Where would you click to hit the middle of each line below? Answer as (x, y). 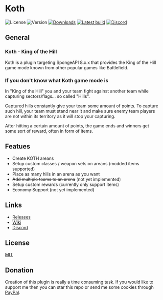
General (18, 38)
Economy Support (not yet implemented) (53, 189)
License (17, 243)
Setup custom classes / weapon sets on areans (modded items (76, 163)
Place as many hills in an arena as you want (56, 174)
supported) (23, 169)
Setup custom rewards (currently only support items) (66, 184)
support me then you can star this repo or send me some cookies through (80, 287)
